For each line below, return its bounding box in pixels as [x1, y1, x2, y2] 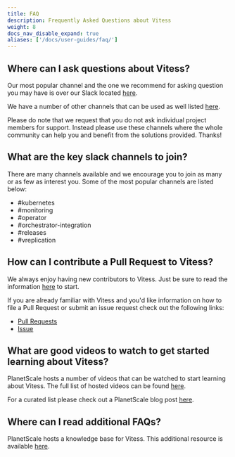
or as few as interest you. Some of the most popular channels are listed [7, 177, 214, 186]
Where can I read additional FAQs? [7, 416, 162, 427]
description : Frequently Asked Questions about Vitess [7, 17, 172, 24]
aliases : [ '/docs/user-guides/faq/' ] [7, 37, 118, 44]
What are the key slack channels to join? [7, 151, 188, 163]
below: [7, 184, 27, 193]
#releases [17, 228, 47, 236]
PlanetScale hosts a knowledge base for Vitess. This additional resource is [7, 435, 223, 443]
